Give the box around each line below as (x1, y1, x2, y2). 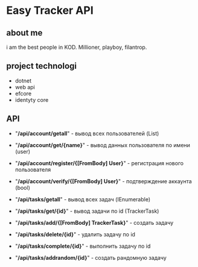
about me (6, 28, 43, 38)
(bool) (14, 184, 30, 191)
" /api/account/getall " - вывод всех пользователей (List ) (14, 130, 159, 137)
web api (14, 83, 35, 90)
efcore (14, 90, 32, 97)
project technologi (6, 61, 77, 71)
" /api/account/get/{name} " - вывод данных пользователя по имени (14, 141, 190, 148)
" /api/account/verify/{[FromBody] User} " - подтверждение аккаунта (14, 177, 192, 184)
